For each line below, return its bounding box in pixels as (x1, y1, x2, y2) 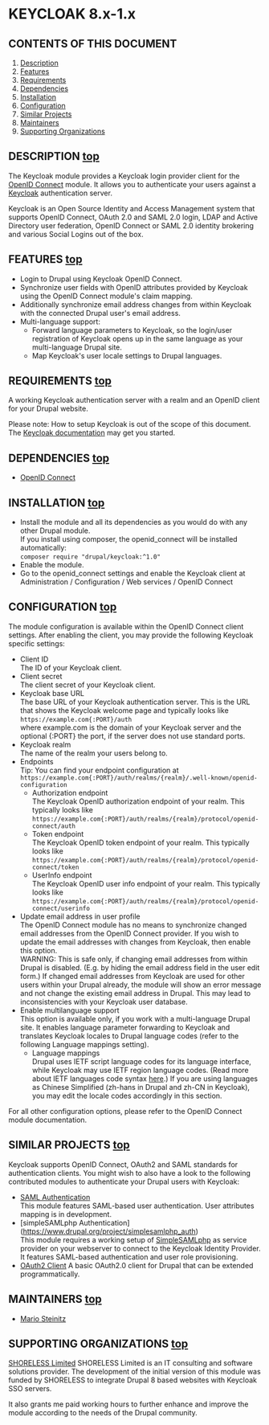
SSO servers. (8, 1384, 52, 1394)
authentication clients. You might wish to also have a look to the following (8, 1168, 251, 1177)
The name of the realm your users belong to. (19, 748, 169, 758)
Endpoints (19, 756, 54, 766)
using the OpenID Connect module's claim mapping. (19, 291, 193, 301)
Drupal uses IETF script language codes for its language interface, (31, 1056, 251, 1066)
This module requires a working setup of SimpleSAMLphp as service (19, 1235, 247, 1244)
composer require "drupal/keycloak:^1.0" (19, 553, 161, 561)
